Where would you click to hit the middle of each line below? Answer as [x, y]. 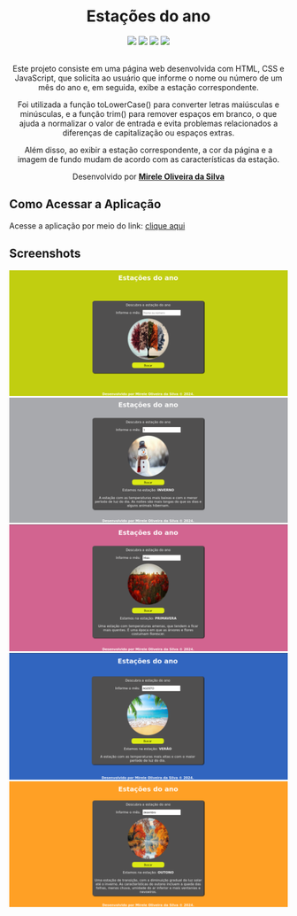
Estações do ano [148, 16]
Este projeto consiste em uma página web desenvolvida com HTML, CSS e [148, 68]
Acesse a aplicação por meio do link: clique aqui [97, 225]
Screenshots [45, 254]
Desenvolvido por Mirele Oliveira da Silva [148, 176]
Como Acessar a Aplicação [85, 204]
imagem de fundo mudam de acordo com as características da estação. [148, 159]
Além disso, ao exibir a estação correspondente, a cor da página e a [148, 150]
